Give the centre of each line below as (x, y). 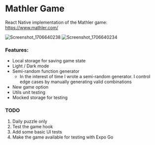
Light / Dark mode (31, 66)
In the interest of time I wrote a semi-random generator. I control (85, 77)
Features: (17, 50)
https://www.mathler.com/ (32, 27)
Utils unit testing (29, 93)
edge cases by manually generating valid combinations (76, 82)
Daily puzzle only (30, 121)
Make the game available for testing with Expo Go (63, 137)
